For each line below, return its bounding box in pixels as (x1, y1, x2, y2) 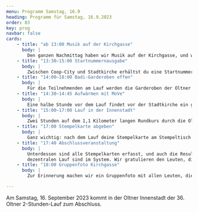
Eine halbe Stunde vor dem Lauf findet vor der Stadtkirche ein (27, 101, 189, 108)
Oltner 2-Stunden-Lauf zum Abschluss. (6, 200, 102, 207)
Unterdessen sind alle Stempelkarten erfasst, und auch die (27, 151, 178, 157)
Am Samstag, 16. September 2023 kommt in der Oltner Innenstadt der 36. (6, 194, 184, 201)
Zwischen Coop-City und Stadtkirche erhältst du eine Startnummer (27, 69, 194, 75)
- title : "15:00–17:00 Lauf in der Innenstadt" (16, 107, 136, 113)
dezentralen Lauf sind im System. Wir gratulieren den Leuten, (27, 157, 186, 163)
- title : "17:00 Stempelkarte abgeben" (16, 124, 115, 130)
